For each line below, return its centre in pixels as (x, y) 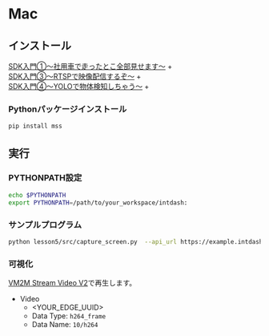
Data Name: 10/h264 (65, 325)
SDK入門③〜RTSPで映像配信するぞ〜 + (75, 76)
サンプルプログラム (45, 225)
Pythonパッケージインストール (68, 109)
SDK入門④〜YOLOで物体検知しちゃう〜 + (79, 86)
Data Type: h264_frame (69, 316)
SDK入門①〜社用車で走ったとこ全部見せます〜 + (90, 66)
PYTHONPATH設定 (45, 178)
